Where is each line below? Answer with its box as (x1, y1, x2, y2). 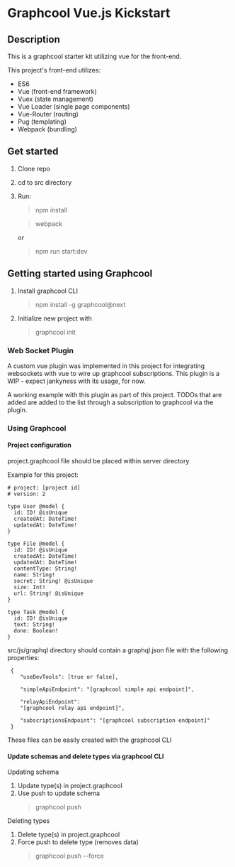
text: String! (13, 621, 55, 628)
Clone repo (17, 164, 51, 173)
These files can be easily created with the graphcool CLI (7, 736, 172, 744)
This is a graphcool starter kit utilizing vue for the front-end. (7, 52, 182, 60)
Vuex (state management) (17, 95, 94, 103)
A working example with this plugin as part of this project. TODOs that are (7, 390, 222, 399)
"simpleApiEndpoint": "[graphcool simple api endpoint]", (20, 686, 195, 694)
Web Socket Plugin (7, 345, 74, 355)
